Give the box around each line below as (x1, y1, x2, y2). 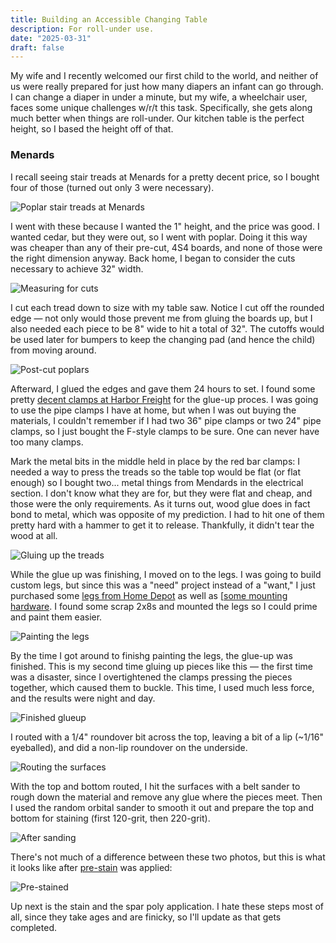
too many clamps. (10, 436, 84, 448)
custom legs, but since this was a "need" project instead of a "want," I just (10, 579, 316, 591)
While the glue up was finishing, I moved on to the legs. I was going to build (10, 568, 322, 580)
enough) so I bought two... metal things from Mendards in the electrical (10, 476, 304, 488)
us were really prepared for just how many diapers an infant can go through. (10, 81, 324, 93)
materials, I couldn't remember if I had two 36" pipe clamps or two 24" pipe (10, 414, 322, 426)
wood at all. (10, 529, 58, 541)
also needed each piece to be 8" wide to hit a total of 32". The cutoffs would (10, 322, 325, 335)
